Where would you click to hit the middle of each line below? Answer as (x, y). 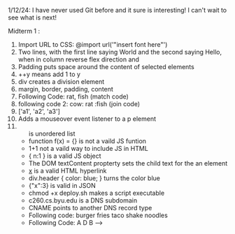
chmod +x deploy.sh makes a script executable (97, 193)
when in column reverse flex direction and (78, 59)
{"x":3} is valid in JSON (62, 185)
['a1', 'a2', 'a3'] (39, 111)
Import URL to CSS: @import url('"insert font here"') (93, 44)
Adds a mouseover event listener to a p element (87, 119)
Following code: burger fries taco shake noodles (98, 215)
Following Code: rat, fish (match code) (73, 96)
